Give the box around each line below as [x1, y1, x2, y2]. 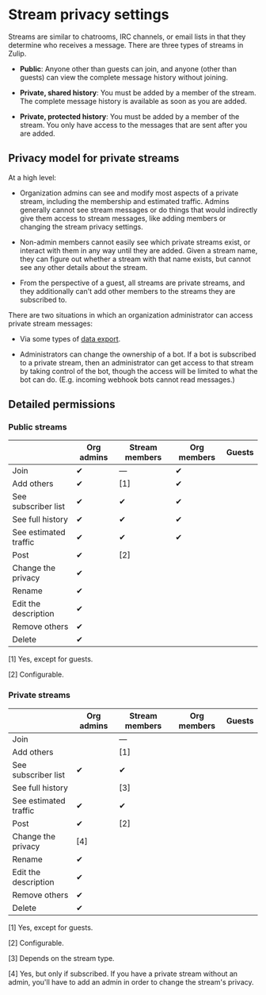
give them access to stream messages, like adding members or [19, 213, 226, 223]
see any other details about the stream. [19, 262, 148, 272]
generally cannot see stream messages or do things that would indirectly [19, 205, 258, 214]
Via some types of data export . [19, 334, 121, 343]
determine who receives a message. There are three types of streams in [8, 40, 244, 49]
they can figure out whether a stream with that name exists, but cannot [19, 254, 251, 264]
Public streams [8, 422, 67, 433]
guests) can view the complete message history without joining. [19, 72, 228, 82]
